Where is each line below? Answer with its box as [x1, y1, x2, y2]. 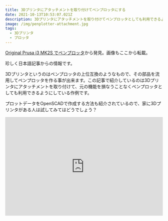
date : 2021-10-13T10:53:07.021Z [5, 12, 72, 17]
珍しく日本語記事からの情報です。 [5, 60, 75, 66]
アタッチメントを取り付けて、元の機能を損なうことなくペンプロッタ [18, 83, 158, 89]
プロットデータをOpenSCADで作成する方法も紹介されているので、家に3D [5, 100, 157, 106]
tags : [5, 26, 16, 31]
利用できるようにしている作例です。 [17, 90, 92, 96]
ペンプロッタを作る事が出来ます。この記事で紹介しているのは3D [18, 77, 151, 83]
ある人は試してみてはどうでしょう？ [22, 106, 97, 113]
